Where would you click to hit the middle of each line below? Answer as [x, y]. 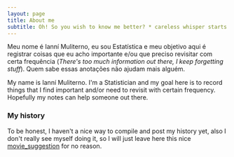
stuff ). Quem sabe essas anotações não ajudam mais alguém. [96, 69]
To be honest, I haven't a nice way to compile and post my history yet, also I [117, 131]
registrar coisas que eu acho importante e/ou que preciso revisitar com [110, 54]
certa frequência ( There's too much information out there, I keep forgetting [115, 62]
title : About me [31, 20]
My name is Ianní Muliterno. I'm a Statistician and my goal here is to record [115, 83]
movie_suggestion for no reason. [55, 146]
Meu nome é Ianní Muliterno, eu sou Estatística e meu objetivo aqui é [107, 47]
